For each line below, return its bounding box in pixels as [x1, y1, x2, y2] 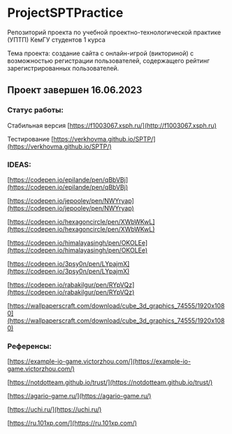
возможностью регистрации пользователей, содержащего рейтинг [7, 56, 210, 64]
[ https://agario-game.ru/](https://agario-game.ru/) [7, 392, 152, 400]
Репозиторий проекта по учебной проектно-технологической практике [7, 28, 222, 36]
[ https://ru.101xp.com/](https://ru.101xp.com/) [7, 419, 138, 428]
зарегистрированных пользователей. [7, 64, 119, 72]
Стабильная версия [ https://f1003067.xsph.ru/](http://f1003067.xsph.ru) [7, 121, 217, 129]
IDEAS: [7, 160, 31, 169]
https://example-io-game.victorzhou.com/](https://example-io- [9, 357, 191, 365]
